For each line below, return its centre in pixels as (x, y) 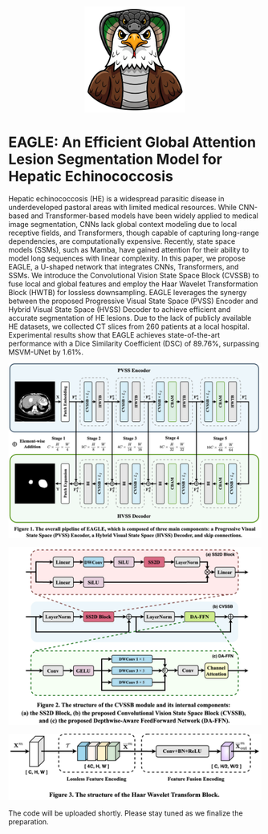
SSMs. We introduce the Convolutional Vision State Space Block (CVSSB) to (134, 275)
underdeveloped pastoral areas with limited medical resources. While (122, 207)
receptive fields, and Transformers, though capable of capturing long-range (134, 233)
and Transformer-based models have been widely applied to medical (144, 216)
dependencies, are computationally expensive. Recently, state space (122, 241)
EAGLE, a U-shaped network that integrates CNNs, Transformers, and (124, 266)
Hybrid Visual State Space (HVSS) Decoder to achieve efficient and (120, 309)
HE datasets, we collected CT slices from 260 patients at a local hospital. (129, 326)
